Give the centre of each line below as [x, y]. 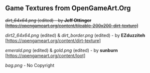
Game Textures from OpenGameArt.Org [68, 8]
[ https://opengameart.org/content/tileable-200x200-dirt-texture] [72, 25]
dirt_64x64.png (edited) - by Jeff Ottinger [48, 20]
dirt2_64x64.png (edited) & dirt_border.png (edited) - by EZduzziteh [75, 35]
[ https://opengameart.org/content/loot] [45, 55]
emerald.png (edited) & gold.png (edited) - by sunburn [62, 50]
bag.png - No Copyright [30, 65]
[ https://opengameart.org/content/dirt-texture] [53, 40]
